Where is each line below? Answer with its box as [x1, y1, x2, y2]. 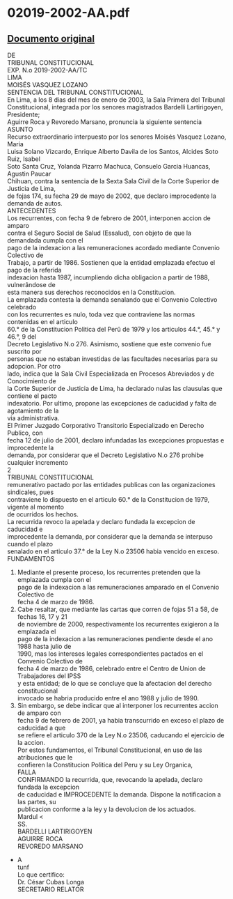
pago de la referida [7, 266, 62, 274]
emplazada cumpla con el [17, 576, 92, 583]
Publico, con [7, 429, 43, 437]
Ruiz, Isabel [7, 155, 40, 163]
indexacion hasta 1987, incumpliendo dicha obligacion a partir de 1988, [7, 273, 210, 282]
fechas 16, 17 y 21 [17, 613, 67, 621]
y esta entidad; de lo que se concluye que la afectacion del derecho [17, 679, 212, 687]
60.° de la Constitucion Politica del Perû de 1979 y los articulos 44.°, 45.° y [7, 325, 220, 333]
